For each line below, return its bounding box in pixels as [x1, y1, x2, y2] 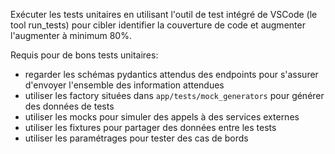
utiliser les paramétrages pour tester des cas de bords [24, 132, 249, 144]
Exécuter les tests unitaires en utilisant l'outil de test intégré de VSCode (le [10, 9, 318, 20]
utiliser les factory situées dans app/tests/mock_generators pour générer [24, 90, 325, 101]
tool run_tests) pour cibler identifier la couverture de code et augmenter [10, 19, 306, 31]
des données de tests [24, 100, 115, 112]
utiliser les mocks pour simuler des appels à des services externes [24, 111, 300, 123]
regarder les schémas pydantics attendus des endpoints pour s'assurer [24, 69, 319, 80]
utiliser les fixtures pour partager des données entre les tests [24, 122, 277, 133]
